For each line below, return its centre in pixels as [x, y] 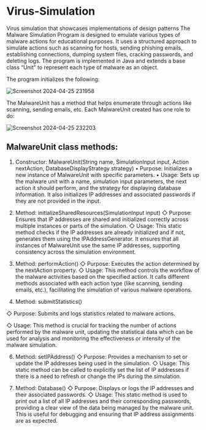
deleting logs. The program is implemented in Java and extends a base [96, 61]
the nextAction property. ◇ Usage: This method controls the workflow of [107, 270]
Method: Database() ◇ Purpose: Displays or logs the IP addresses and [105, 388]
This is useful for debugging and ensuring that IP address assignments [105, 414]
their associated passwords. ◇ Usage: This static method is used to [101, 394]
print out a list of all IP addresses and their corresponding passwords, [103, 401]
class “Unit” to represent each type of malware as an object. [82, 67]
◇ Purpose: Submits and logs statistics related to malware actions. [91, 313]
